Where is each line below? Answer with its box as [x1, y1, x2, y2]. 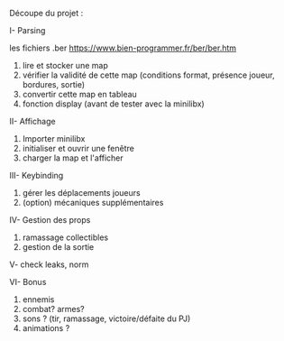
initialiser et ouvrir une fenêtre [22, 143, 135, 153]
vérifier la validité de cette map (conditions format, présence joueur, [22, 69, 275, 80]
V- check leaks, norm [9, 259, 89, 270]
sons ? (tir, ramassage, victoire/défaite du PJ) [22, 313, 191, 324]
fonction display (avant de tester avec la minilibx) [22, 98, 205, 109]
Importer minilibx [22, 134, 86, 143]
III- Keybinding [9, 170, 64, 180]
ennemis [22, 294, 55, 305]
